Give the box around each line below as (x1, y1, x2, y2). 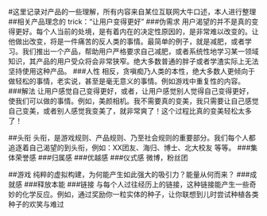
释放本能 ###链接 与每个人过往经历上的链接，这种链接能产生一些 (37, 179, 250, 189)
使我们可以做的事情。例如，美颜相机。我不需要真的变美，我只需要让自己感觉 (8, 96, 259, 106)
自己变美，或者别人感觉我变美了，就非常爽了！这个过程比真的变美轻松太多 (8, 106, 252, 115)
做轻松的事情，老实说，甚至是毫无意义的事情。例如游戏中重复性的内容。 (8, 76, 245, 86)
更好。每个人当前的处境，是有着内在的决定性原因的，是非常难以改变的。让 (14, 27, 259, 36)
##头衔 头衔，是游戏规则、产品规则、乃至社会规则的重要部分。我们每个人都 (8, 133, 256, 142)
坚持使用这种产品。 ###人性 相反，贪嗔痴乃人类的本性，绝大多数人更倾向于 (8, 67, 256, 75)
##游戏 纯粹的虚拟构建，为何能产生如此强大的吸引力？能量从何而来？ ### (8, 170, 250, 179)
